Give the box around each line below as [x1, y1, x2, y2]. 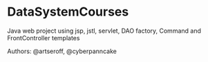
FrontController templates [7, 33, 80, 42]
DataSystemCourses [7, 4, 129, 20]
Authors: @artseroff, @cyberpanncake [7, 47, 117, 55]
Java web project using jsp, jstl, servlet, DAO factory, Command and [7, 27, 202, 35]
